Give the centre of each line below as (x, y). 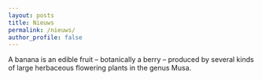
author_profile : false (45, 37)
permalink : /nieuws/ (42, 30)
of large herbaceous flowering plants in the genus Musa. (100, 68)
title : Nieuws (31, 23)
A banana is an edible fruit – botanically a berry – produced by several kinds (131, 60)
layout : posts (31, 15)
